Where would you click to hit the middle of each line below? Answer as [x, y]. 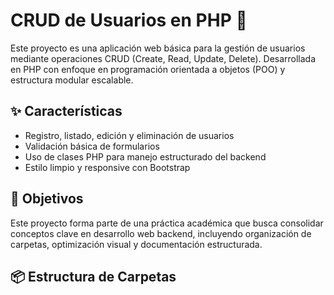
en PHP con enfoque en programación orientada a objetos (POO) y [148, 69]
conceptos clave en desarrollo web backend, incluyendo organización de [161, 233]
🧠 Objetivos [47, 199]
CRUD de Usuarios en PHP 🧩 [129, 20]
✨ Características [66, 111]
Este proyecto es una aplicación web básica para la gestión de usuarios [158, 48]
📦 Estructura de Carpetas [93, 276]
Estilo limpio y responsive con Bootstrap [107, 167]
